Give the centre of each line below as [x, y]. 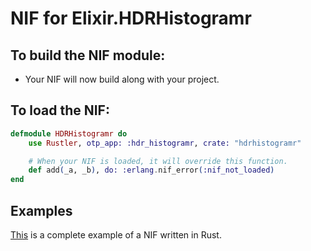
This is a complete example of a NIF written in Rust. [116, 235]
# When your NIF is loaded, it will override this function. [158, 161]
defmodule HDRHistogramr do [69, 133]
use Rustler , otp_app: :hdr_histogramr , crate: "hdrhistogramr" [165, 143]
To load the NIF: [60, 110]
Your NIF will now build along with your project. [122, 79]
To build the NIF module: [88, 55]
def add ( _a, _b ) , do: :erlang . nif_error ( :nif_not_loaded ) [151, 170]
